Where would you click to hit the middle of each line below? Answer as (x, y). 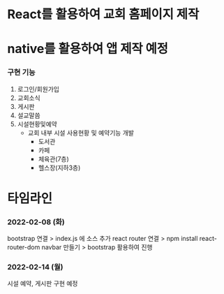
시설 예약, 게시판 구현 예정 (43, 284)
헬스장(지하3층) (59, 168)
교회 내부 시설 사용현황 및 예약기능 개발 (81, 133)
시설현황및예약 (37, 124)
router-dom (24, 247)
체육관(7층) (54, 159)
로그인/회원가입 (38, 89)
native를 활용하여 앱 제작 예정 (88, 49)
